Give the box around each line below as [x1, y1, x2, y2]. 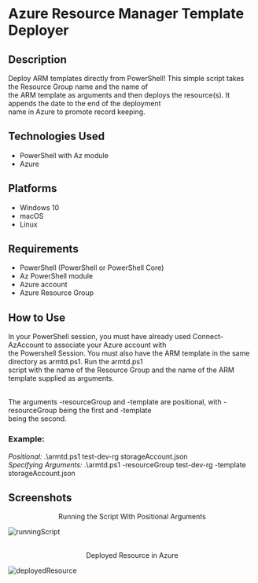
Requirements [8, 242, 79, 256]
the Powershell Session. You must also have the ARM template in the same [8, 349, 250, 358]
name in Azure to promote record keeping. [8, 107, 146, 116]
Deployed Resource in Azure [86, 551, 179, 560]
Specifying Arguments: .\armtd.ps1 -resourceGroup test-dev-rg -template [8, 459, 246, 469]
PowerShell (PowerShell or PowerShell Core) [19, 263, 164, 272]
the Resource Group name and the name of [8, 82, 148, 91]
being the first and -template [58, 406, 152, 415]
